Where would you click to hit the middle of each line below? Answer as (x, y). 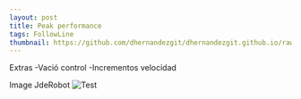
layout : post (34, 17)
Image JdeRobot (40, 85)
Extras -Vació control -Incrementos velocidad (93, 68)
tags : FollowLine (42, 34)
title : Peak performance (56, 26)
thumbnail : (30, 42)
